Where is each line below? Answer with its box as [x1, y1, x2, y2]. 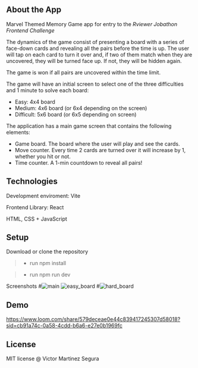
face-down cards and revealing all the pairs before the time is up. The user [6, 45, 190, 52]
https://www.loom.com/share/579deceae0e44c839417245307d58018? [6, 316, 181, 323]
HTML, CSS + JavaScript [6, 215, 67, 222]
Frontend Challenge [6, 27, 55, 34]
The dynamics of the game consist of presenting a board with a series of [6, 38, 184, 45]
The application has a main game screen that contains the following [6, 122, 172, 130]
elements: [6, 128, 31, 136]
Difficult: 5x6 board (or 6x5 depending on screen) [14, 111, 137, 118]
